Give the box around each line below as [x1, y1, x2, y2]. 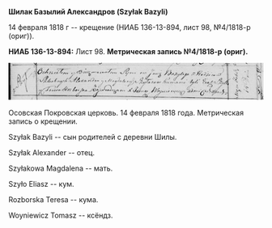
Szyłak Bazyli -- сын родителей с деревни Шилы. [8, 132, 177, 141]
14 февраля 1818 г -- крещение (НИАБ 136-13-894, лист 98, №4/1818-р [8, 23, 251, 32]
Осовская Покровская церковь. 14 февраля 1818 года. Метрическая [8, 108, 244, 117]
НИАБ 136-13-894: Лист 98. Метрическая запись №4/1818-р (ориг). [8, 47, 249, 56]
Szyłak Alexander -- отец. [8, 147, 96, 157]
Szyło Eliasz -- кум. [8, 179, 74, 188]
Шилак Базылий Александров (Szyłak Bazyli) [8, 7, 168, 16]
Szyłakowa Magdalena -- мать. [8, 163, 113, 173]
